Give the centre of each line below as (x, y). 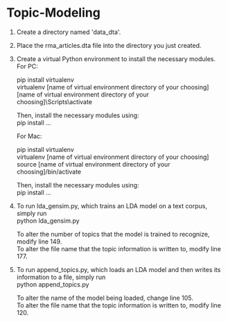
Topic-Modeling (54, 13)
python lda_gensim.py (48, 221)
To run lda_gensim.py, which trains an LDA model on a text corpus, (112, 205)
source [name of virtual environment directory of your (93, 164)
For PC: (27, 66)
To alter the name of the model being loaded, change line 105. (105, 298)
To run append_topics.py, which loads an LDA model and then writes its (119, 269)
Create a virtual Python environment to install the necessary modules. (116, 59)
